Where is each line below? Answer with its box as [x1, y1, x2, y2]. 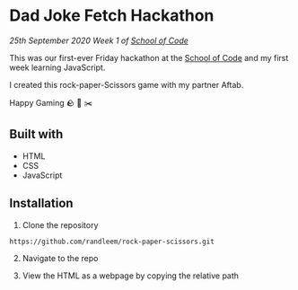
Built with [9, 127, 64, 142]
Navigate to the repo [22, 252, 99, 263]
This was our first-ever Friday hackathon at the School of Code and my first [9, 52, 289, 63]
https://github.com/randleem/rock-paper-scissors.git [9, 237, 215, 246]
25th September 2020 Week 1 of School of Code [9, 35, 188, 46]
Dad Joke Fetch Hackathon [9, 5, 215, 26]
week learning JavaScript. [9, 62, 106, 73]
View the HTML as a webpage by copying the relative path [22, 270, 240, 281]
